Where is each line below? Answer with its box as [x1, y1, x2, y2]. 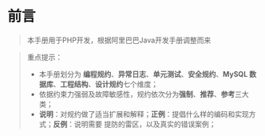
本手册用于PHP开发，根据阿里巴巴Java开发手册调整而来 [26, 35, 212, 45]
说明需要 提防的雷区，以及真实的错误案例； [73, 119, 216, 129]
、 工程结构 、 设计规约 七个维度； [53, 79, 159, 89]
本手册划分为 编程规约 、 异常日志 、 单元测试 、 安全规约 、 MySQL [38, 69, 248, 78]
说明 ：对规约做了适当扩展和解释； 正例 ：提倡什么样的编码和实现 [38, 109, 249, 118]
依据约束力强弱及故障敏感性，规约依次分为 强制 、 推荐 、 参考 [38, 89, 235, 98]
